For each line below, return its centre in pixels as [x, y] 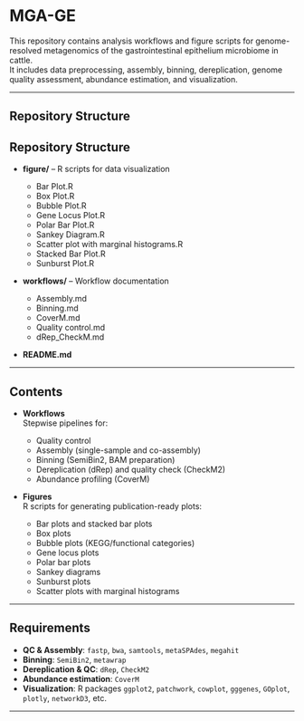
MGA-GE [43, 16]
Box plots [53, 533]
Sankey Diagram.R [71, 235]
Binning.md [57, 308]
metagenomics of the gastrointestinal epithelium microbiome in [161, 50]
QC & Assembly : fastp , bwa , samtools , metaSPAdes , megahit [131, 649]
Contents [36, 392]
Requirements [50, 628]
